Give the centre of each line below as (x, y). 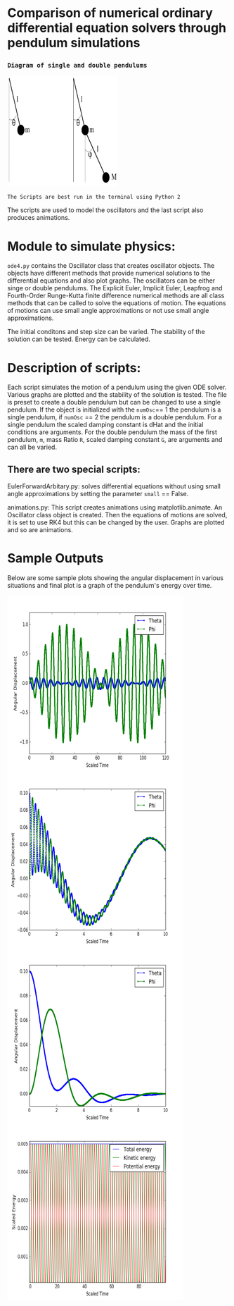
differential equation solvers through (117, 28)
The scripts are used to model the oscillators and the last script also (105, 210)
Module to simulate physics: (91, 246)
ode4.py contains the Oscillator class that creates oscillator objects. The (111, 266)
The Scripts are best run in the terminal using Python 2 (94, 197)
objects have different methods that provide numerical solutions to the (109, 273)
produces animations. (39, 218)
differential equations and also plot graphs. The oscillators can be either (111, 281)
